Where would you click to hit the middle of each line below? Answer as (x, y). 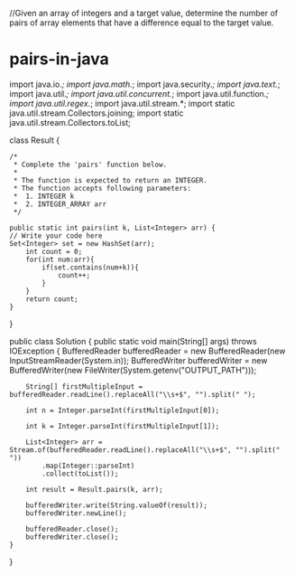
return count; (52, 299)
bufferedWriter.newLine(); (76, 513)
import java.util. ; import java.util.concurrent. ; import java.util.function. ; (139, 93)
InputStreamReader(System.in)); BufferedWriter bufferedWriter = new (138, 360)
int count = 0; (54, 251)
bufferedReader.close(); (72, 529)
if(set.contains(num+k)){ (91, 267)
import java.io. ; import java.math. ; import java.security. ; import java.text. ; (145, 84)
